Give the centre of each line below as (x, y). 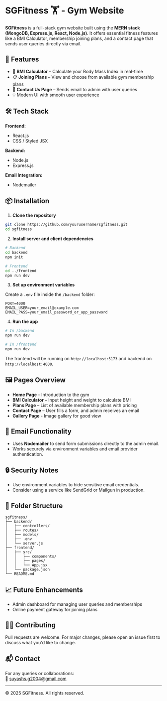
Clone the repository (34, 215)
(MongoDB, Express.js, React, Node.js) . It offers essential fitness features (82, 33)
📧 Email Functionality (39, 432)
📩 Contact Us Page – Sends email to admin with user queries (75, 89)
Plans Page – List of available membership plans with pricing (75, 405)
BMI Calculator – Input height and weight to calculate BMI (71, 400)
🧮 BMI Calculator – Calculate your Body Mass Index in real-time (78, 71)
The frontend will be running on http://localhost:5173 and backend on (79, 358)
